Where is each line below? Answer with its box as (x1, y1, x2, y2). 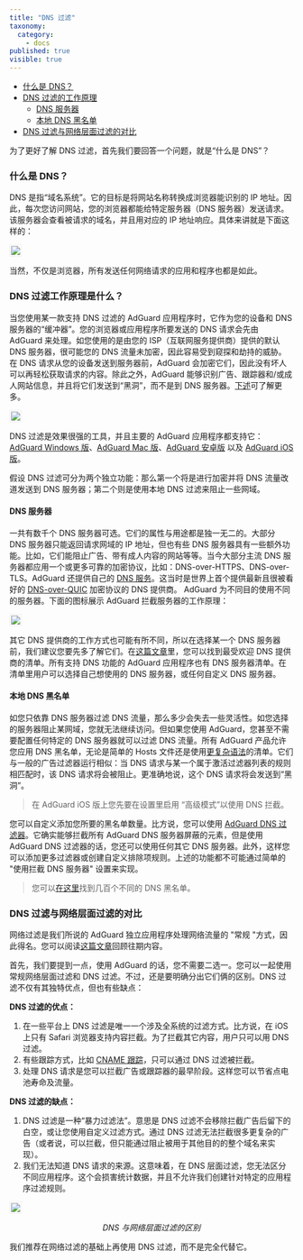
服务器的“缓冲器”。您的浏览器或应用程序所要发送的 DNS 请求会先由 (9, 324, 259, 334)
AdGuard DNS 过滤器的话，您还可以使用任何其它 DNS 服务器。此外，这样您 (9, 841, 290, 852)
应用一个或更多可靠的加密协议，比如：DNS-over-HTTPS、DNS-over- (32, 561, 290, 572)
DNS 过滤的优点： (9, 1001, 77, 1012)
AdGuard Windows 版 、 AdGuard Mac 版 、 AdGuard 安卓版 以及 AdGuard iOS (9, 442, 294, 452)
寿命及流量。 (30, 1077, 78, 1088)
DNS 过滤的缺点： (9, 1096, 77, 1107)
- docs (25, 38, 50, 48)
